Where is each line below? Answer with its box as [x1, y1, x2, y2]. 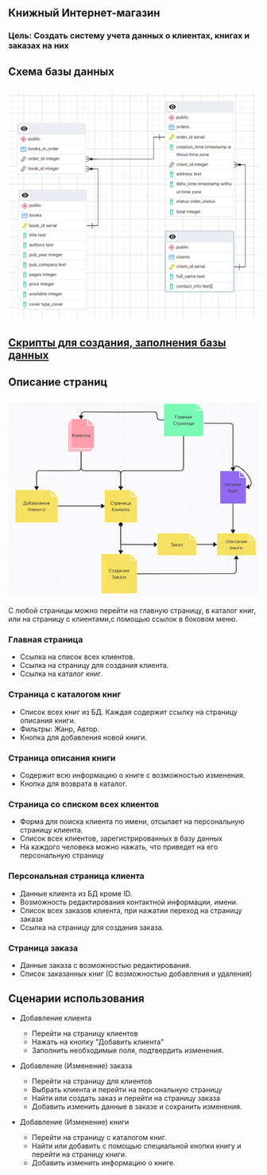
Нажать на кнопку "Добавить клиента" [31, 1036, 164, 1046]
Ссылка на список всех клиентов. [19, 652, 135, 662]
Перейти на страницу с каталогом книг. [31, 1132, 167, 1142]
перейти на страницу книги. [31, 1150, 127, 1159]
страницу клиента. [19, 826, 83, 835]
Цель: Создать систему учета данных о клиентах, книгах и [8, 30, 250, 41]
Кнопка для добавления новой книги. [19, 732, 147, 742]
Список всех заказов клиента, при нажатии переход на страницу [19, 905, 242, 915]
